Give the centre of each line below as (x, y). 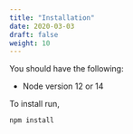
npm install (32, 120)
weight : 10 (30, 43)
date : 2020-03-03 (42, 26)
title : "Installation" (52, 18)
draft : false (34, 34)
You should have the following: (66, 69)
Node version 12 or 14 (63, 86)
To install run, (35, 104)
